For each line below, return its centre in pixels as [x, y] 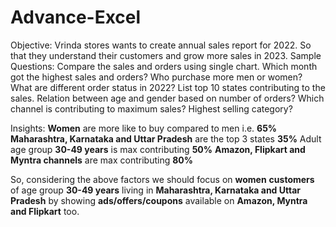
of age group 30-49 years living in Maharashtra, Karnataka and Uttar [155, 190]
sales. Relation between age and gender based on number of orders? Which [167, 98]
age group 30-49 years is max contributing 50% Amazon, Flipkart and [158, 149]
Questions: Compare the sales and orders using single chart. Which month [164, 66]
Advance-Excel [76, 17]
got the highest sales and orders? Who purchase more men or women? [156, 77]
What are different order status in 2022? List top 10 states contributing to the [168, 87]
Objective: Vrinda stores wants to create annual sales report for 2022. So [161, 45]
